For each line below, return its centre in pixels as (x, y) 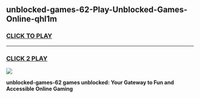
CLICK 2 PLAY (27, 58)
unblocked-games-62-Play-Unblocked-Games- (97, 10)
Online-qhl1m (32, 19)
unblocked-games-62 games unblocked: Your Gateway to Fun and (90, 82)
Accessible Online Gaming (40, 88)
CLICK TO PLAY (29, 36)
